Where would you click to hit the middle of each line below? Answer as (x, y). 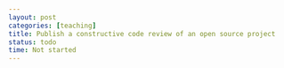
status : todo (32, 42)
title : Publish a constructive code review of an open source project (142, 34)
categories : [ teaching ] (53, 26)
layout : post (32, 17)
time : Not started (42, 50)
